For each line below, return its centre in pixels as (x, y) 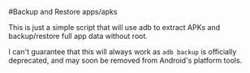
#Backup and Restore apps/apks (63, 12)
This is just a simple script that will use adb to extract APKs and (114, 27)
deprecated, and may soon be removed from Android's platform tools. (125, 60)
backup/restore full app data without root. (78, 36)
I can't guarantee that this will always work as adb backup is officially (123, 52)
